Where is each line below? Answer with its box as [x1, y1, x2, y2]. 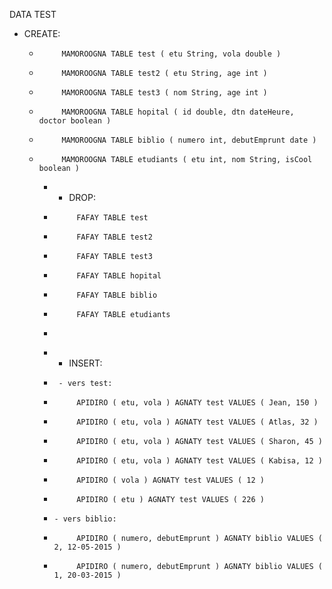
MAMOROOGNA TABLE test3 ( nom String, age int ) [61, 88, 268, 98]
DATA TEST [9, 9, 57, 20]
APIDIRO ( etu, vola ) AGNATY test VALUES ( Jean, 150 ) [76, 398, 319, 408]
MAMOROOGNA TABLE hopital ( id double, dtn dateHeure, [61, 107, 295, 117]
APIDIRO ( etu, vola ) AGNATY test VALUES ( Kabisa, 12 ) [76, 456, 323, 466]
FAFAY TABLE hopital [76, 271, 162, 281]
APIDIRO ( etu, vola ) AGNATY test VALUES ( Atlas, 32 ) [76, 417, 319, 427]
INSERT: [68, 357, 103, 369]
